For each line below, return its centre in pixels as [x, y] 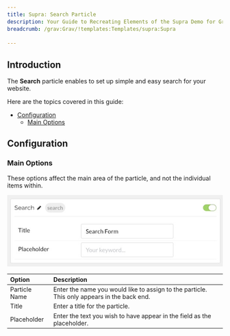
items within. [25, 185]
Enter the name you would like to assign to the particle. [130, 289]
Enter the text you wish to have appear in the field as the [132, 315]
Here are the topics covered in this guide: [65, 102]
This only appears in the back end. [102, 297]
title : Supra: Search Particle [52, 14]
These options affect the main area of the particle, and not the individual [109, 178]
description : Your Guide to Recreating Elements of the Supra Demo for [111, 22]
